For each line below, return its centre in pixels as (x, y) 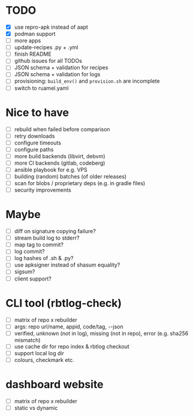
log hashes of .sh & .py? (44, 258)
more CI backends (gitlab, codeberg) (60, 163)
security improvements (43, 190)
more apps (28, 41)
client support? (33, 279)
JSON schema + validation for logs (57, 74)
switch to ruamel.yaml (42, 88)
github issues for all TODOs (48, 61)
